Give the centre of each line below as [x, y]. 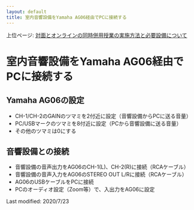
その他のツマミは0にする [46, 131]
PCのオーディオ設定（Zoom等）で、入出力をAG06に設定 [85, 190]
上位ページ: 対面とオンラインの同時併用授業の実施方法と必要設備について [97, 35]
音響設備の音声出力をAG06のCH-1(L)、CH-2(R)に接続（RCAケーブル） [102, 167]
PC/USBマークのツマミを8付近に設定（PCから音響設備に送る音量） [98, 123]
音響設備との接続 [38, 151]
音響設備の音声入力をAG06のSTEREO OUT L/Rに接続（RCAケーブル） [101, 175]
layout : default [26, 12]
